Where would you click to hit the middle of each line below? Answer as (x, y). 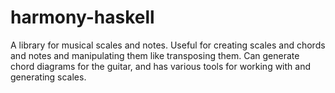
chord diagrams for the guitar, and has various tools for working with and (161, 66)
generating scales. (48, 77)
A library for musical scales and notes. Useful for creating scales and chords (168, 45)
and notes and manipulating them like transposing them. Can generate (155, 55)
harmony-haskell (82, 17)
